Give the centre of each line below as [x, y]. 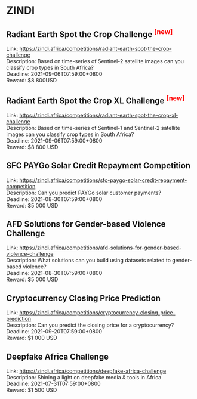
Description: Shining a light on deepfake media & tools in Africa [84, 378]
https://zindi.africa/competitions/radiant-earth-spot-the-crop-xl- [99, 115]
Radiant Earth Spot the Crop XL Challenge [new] [96, 100]
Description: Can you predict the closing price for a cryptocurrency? [90, 325]
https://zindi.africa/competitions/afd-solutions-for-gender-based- [101, 248]
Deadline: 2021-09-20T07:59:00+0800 [54, 332]
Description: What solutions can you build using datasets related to [89, 261]
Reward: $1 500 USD [32, 390]
